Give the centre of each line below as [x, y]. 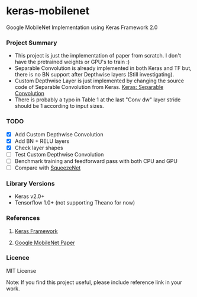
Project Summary [32, 43]
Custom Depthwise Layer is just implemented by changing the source [99, 81]
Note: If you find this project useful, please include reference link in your [94, 282]
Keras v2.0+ [30, 196]
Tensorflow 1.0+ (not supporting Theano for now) [75, 203]
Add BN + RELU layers [42, 141]
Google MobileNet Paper [45, 242]
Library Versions [30, 183]
